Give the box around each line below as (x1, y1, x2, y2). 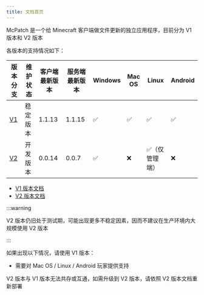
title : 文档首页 (6, 8, 44, 15)
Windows (93, 76, 121, 84)
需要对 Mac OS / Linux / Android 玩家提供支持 (15, 262, 129, 269)
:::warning (6, 204, 32, 211)
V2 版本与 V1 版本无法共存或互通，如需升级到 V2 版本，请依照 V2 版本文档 (6, 274, 192, 282)
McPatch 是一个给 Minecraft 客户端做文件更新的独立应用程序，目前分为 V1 (6, 26, 192, 33)
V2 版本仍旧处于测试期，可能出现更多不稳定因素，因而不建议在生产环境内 (6, 217, 191, 224)
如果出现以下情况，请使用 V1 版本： (6, 249, 95, 256)
